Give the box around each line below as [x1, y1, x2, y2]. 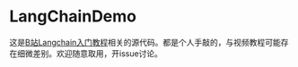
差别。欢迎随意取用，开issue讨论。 [32, 47, 163, 59]
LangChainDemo [9, 6, 137, 27]
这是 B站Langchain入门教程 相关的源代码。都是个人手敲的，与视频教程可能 [9, 37, 281, 47]
